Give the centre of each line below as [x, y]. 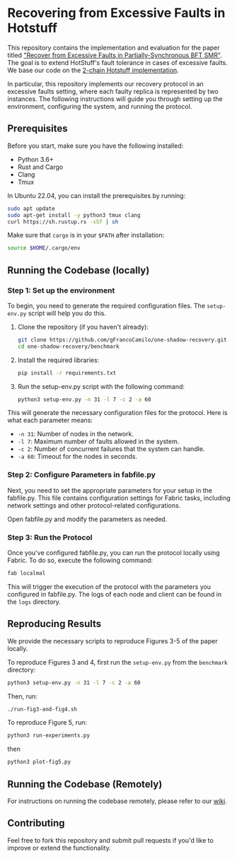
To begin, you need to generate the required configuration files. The [106, 305]
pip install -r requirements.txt [67, 373]
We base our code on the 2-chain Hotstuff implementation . [93, 70]
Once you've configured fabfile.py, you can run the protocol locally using [114, 553]
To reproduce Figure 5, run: [47, 723]
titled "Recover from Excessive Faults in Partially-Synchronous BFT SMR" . [115, 55]
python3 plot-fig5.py [39, 762]
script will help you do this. [67, 313]
